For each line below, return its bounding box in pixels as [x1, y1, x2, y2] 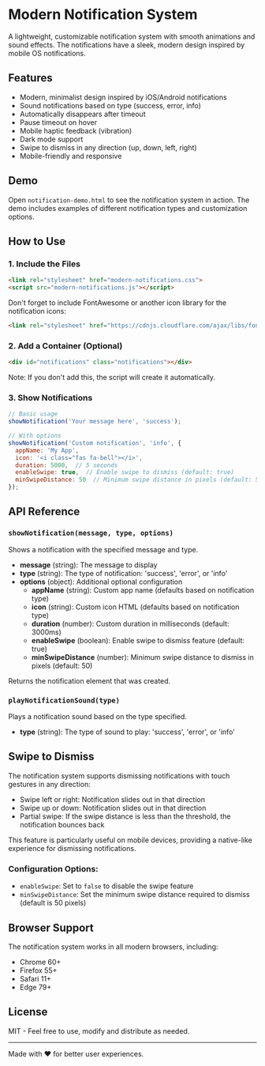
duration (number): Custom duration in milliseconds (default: [31, 619, 230, 628]
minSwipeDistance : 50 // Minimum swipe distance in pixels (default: [15, 476, 252, 484]
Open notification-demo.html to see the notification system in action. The [8, 195, 250, 205]
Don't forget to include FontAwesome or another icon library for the [8, 298, 227, 307]
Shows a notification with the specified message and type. [8, 544, 199, 554]
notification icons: [8, 307, 67, 315]
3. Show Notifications [8, 392, 93, 403]
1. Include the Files [8, 258, 81, 269]
